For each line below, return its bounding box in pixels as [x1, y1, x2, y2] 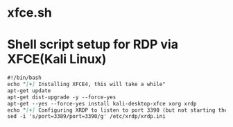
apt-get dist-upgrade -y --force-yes [7, 94, 116, 101]
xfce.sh [7, 5, 52, 21]
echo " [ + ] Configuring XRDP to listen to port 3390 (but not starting [7, 106, 216, 114]
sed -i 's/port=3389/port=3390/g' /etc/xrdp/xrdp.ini [7, 113, 166, 120]
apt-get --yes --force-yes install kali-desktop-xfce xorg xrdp [7, 100, 197, 107]
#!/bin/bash [7, 74, 42, 81]
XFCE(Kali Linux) [7, 51, 107, 67]
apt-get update [7, 87, 51, 94]
